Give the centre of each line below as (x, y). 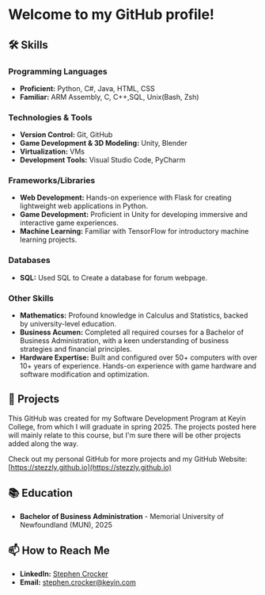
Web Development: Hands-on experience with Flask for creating (125, 198)
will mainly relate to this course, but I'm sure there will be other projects (125, 435)
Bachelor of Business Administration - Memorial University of (121, 516)
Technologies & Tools (50, 117)
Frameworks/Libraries (52, 181)
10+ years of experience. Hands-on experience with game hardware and (138, 366)
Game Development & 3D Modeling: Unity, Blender (103, 143)
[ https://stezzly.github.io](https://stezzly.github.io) (90, 467)
